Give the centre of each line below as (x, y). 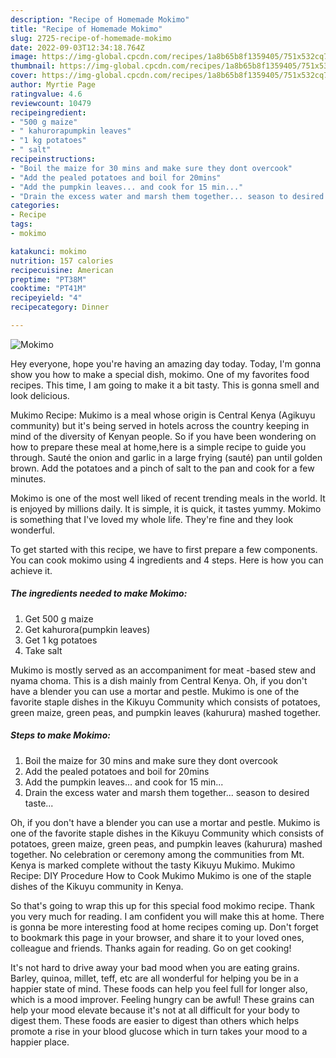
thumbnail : (33, 66)
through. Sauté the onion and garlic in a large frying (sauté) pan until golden (166, 457)
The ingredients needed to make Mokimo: (99, 593)
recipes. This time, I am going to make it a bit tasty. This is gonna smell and (165, 385)
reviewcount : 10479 (51, 103)
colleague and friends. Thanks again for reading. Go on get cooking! (151, 948)
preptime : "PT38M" (48, 279)
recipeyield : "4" (46, 298)
